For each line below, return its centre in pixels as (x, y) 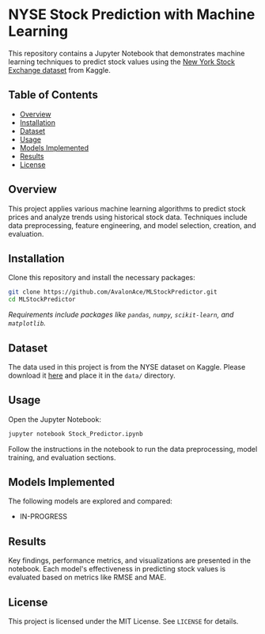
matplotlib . (27, 323)
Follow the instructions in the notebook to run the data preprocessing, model (133, 449)
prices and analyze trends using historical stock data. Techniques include (128, 217)
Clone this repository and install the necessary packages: (102, 278)
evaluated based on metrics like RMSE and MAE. (87, 577)
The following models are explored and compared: (90, 501)
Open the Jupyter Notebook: (55, 419)
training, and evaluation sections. (62, 457)
